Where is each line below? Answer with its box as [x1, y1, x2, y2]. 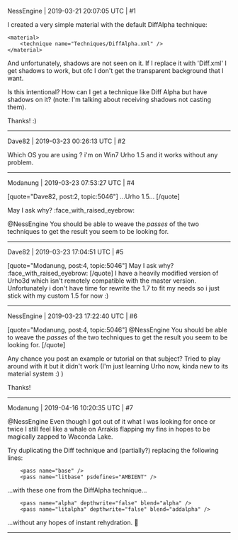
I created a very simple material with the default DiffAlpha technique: [7, 21, 208, 28]
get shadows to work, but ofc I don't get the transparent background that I [7, 67, 225, 74]
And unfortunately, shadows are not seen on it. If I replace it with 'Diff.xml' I [7, 59, 227, 67]
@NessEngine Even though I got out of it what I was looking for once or [7, 417, 216, 425]
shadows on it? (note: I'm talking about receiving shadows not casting [7, 96, 211, 103]
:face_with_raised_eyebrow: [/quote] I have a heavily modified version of [7, 269, 219, 277]
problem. [7, 158, 34, 167]
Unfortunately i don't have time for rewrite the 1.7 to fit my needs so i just [7, 284, 220, 292]
